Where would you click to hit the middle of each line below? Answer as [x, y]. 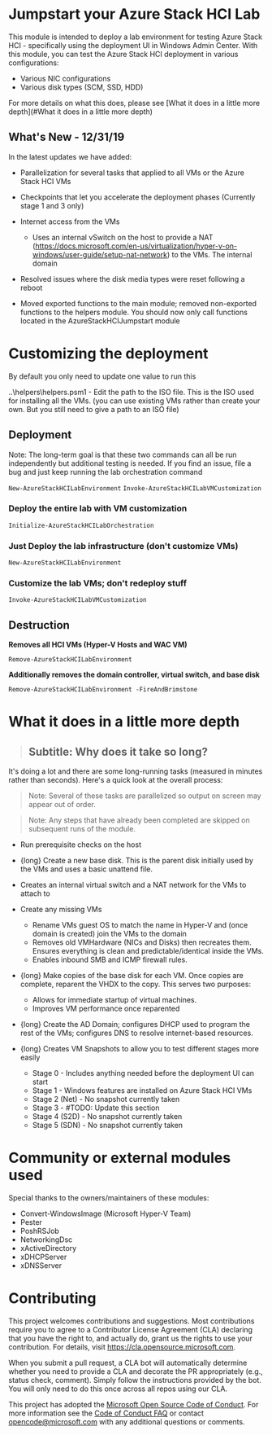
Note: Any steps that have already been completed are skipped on [139, 820]
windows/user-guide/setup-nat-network [100, 254]
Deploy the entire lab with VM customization [98, 508]
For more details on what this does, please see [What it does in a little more [134, 103]
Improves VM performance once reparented [106, 1009]
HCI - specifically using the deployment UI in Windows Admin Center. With [133, 45]
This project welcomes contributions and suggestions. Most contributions [132, 1321]
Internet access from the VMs [70, 222]
